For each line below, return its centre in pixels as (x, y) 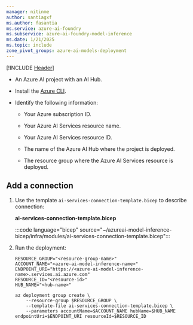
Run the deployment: (41, 247)
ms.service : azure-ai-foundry (44, 28)
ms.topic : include (29, 45)
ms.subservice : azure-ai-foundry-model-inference (69, 34)
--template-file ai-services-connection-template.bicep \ (99, 306)
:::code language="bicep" (47, 230)
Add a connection (40, 186)
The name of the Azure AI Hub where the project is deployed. (99, 149)
